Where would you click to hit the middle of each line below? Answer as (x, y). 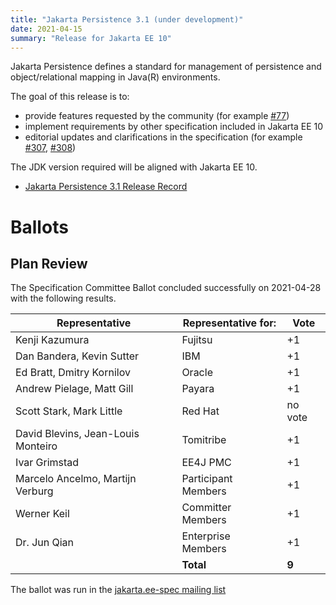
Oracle (197, 373)
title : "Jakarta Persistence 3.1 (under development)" (127, 19)
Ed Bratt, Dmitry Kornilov (73, 373)
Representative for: (229, 323)
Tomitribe (204, 440)
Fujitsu (197, 340)
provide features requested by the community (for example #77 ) (157, 116)
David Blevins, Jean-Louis (77, 434)
